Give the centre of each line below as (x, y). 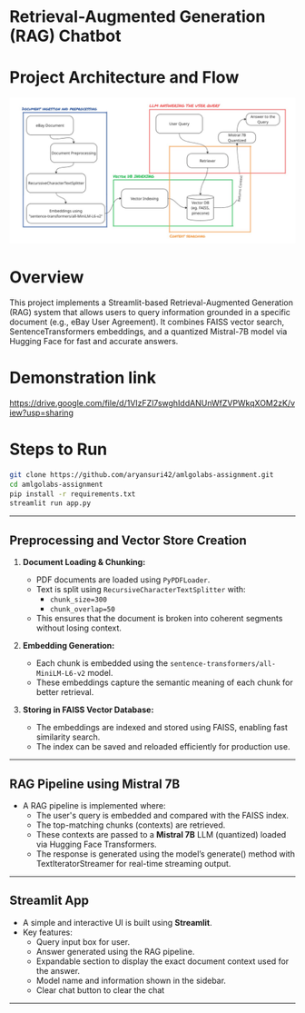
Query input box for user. (83, 941)
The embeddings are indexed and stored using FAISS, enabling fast (162, 728)
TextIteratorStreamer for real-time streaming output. (133, 863)
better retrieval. (65, 692)
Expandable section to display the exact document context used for (162, 961)
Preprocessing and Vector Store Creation (128, 540)
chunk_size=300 (78, 600)
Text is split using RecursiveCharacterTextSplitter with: (141, 590)
